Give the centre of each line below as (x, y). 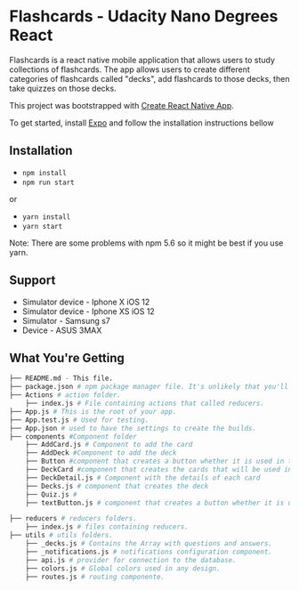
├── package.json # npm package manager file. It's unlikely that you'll (149, 387)
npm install (44, 173)
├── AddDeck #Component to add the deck (101, 453)
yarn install (46, 217)
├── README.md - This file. (61, 379)
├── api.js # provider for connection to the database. (131, 560)
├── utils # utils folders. (61, 536)
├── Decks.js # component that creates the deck (117, 486)
